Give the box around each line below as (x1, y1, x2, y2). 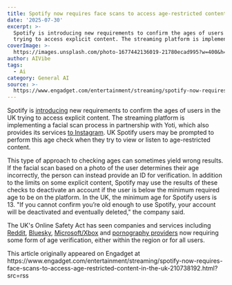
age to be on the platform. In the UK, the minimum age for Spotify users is (7, 193, 217, 201)
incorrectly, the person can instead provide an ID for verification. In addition (7, 171, 222, 180)
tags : (7, 62, 23, 68)
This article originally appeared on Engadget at (7, 250, 140, 258)
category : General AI (7, 74, 70, 82)
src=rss (7, 271, 29, 280)
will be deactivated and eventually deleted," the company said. (7, 208, 185, 217)
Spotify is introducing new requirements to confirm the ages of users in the (7, 107, 221, 115)
